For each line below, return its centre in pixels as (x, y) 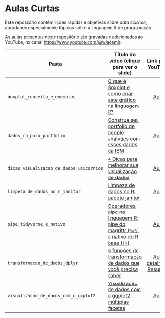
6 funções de (123, 250)
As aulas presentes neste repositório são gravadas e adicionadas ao (74, 37)
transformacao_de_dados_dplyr (43, 263)
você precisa (123, 269)
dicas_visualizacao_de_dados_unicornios (55, 168)
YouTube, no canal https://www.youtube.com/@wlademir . (63, 42)
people (116, 132)
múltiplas (118, 302)
